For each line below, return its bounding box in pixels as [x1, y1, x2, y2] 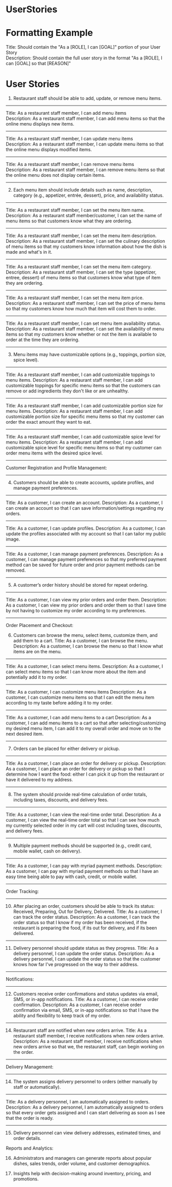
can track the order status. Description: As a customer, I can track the [13, 914, 160, 920]
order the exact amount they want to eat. [6, 419, 91, 425]
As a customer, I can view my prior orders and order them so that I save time [6, 602, 167, 608]
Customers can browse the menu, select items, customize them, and [13, 632, 158, 638]
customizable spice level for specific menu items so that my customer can [6, 445, 162, 451]
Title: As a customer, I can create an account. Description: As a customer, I [6, 499, 163, 506]
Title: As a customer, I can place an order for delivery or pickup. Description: [6, 760, 166, 766]
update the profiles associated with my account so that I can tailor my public [6, 531, 166, 537]
